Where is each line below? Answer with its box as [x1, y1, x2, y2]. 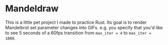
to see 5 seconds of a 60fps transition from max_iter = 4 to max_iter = [5, 30, 151, 36]
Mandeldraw [5, 3, 59, 14]
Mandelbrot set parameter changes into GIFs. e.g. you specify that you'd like [5, 24, 163, 30]
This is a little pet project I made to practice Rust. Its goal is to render [5, 19, 147, 25]
